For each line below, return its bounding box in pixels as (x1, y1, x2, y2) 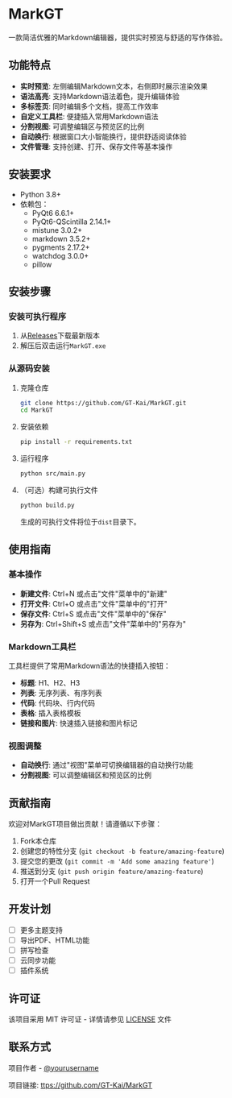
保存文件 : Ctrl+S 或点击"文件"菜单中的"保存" (19, 609, 167, 619)
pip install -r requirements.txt (19, 438, 133, 446)
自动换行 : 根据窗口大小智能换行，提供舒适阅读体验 (19, 131, 187, 141)
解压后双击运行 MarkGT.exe (19, 341, 106, 350)
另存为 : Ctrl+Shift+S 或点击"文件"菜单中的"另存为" (19, 619, 187, 628)
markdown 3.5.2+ (31, 234, 91, 243)
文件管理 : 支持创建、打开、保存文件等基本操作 (19, 142, 173, 151)
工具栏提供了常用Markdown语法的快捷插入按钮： (8, 661, 171, 670)
